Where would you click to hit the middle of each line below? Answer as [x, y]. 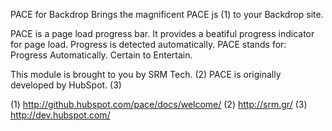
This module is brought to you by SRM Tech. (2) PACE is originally [146, 74]
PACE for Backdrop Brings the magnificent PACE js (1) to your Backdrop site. [167, 14]
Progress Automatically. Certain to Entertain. [101, 55]
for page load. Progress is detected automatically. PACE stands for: [148, 44]
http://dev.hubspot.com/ [60, 115]
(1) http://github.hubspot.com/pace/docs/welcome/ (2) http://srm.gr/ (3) [159, 104]
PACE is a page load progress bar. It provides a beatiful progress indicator [162, 33]
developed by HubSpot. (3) [66, 85]
